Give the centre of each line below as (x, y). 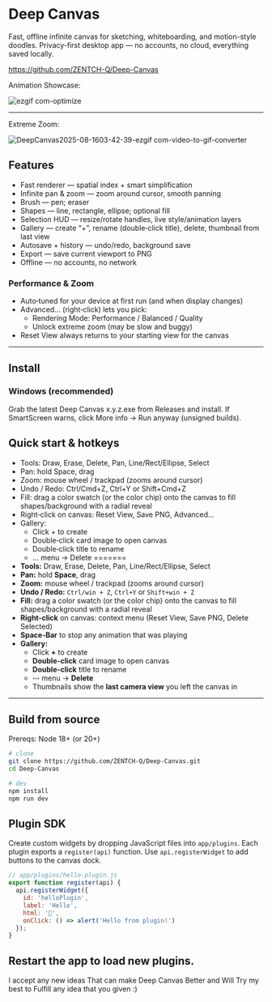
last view (35, 237)
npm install (28, 791)
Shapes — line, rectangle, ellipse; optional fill (95, 211)
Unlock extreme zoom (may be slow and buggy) (112, 327)
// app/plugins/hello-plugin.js (63, 876)
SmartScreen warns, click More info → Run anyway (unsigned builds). (125, 417)
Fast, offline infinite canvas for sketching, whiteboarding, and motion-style (132, 36)
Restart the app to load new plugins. (101, 961)
